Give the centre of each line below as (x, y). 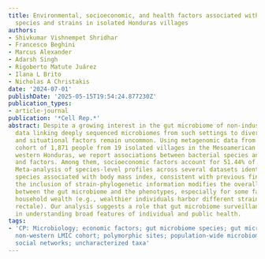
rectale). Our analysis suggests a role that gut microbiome (118, 206)
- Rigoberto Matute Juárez (52, 67)
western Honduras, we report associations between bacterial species (132, 155)
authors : (22, 30)
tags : (17, 221)
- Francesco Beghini (42, 45)
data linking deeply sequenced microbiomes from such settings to (127, 133)
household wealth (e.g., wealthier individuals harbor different (125, 199)
